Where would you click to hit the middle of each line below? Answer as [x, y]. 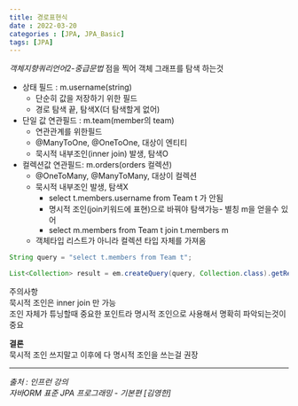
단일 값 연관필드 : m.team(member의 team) [98, 121]
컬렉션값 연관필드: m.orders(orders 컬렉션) [97, 165]
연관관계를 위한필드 [69, 132]
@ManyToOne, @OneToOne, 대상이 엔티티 [111, 143]
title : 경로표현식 [39, 17]
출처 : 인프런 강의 [39, 382]
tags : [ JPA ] [31, 42]
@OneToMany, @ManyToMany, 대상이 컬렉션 [116, 176]
